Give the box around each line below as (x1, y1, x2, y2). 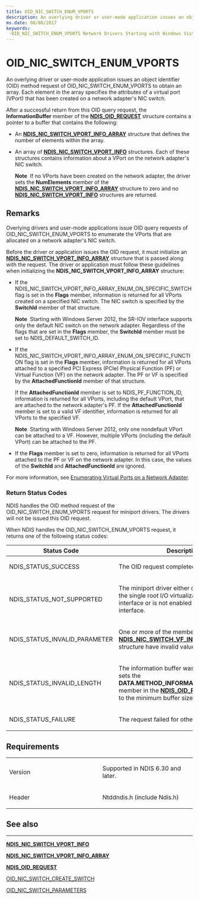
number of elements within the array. (14, 137, 105, 144)
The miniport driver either (118, 584, 190, 592)
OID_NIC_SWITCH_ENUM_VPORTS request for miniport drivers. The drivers (6, 509, 190, 516)
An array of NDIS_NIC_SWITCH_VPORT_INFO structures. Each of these (14, 148, 190, 155)
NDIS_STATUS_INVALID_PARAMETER (9, 636, 113, 644)
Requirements (6, 741, 59, 751)
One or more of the (118, 628, 172, 636)
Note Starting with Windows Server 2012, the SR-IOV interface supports (14, 315, 192, 322)
